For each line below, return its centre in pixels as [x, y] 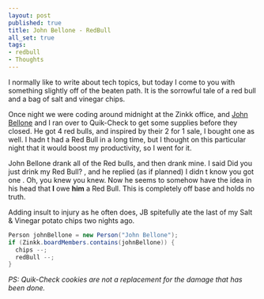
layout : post [30, 15]
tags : [17, 45]
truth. [17, 197]
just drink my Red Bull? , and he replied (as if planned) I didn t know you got [131, 172]
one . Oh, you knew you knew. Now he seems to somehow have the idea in [130, 180]
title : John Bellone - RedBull [60, 30]
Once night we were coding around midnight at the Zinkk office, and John [128, 114]
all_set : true [32, 38]
